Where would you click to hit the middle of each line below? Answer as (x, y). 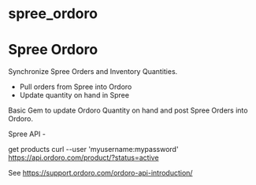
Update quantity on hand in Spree (74, 95)
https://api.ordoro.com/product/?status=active (83, 157)
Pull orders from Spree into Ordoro (76, 87)
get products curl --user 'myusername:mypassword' (93, 150)
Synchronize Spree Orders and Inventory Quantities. (93, 72)
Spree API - (27, 134)
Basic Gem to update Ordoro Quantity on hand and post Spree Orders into (128, 110)
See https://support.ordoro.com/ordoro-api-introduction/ (100, 173)
